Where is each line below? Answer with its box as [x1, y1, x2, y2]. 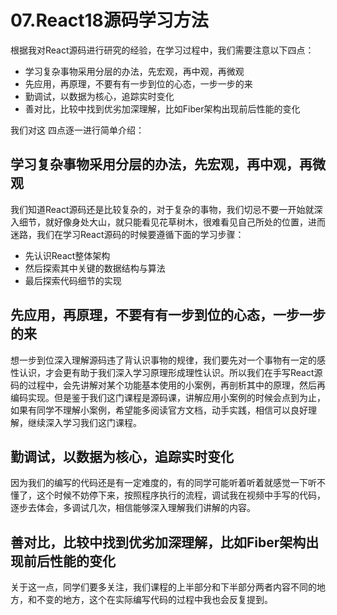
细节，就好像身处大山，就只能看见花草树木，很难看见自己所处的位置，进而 [18, 216, 326, 228]
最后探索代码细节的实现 [24, 274, 122, 286]
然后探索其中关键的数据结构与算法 [24, 262, 166, 274]
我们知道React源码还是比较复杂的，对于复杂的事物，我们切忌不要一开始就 [10, 203, 315, 215]
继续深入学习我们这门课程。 [27, 416, 142, 428]
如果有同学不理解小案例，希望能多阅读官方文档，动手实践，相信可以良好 [10, 404, 308, 416]
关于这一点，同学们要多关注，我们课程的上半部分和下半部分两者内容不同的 [10, 581, 317, 593]
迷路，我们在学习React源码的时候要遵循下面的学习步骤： [10, 228, 245, 240]
